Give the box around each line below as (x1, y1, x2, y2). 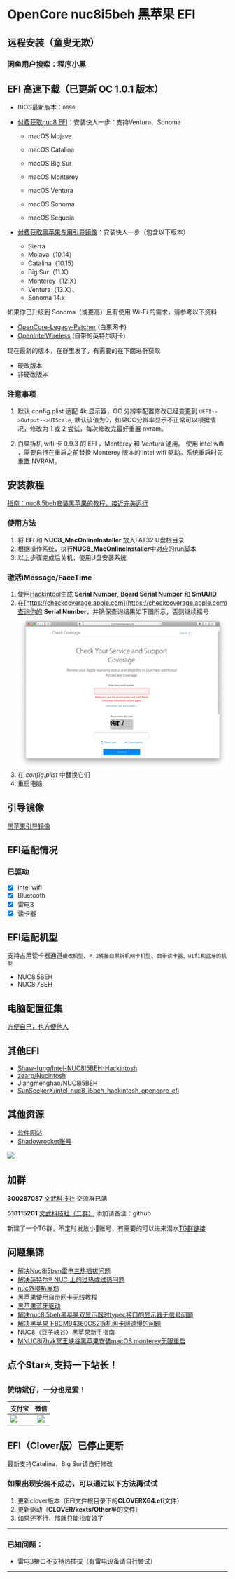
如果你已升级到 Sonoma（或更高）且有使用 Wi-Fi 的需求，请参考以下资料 (7, 308, 218, 317)
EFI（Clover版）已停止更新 (7, 1439, 124, 1451)
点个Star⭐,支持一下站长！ (7, 1359, 119, 1371)
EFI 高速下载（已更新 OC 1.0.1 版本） (7, 83, 164, 95)
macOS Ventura (27, 187, 73, 195)
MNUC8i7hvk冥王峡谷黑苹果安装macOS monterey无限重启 (17, 1336, 186, 1345)
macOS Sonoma (27, 200, 75, 208)
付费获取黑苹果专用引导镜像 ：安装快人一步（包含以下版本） (17, 228, 190, 236)
